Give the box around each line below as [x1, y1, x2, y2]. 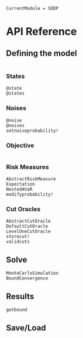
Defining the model [6, 48, 77, 58]
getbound [6, 307, 27, 313]
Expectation [6, 182, 35, 187]
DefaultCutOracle [6, 223, 49, 230]
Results [6, 291, 34, 301]
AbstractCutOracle [6, 218, 51, 224]
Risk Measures [6, 163, 49, 171]
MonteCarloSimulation [6, 270, 59, 276]
